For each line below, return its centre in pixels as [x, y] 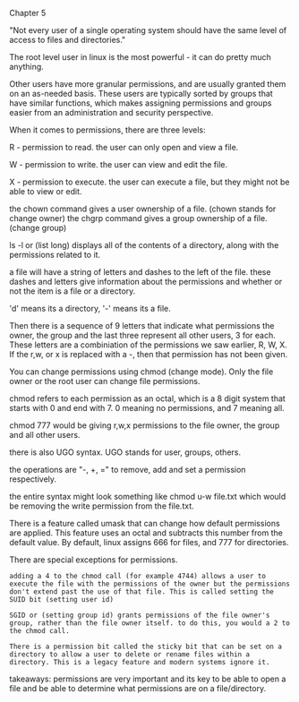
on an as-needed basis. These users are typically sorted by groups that [141, 94]
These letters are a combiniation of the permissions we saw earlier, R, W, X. [149, 345]
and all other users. [45, 435]
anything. [27, 67]
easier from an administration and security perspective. [111, 112]
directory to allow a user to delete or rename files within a [130, 655]
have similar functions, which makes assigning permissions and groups [141, 103]
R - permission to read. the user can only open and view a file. [124, 147]
